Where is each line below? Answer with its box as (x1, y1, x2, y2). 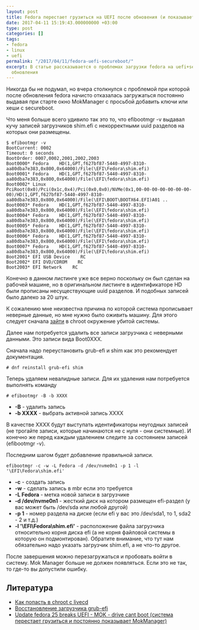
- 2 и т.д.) (14, 516, 38, 523)
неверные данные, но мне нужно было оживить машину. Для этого (6, 312, 178, 319)
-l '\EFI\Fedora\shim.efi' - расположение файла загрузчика (14, 523, 165, 530)
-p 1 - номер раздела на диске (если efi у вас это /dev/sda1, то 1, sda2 (14, 510, 191, 517)
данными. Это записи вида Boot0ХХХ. (6, 335, 102, 343)
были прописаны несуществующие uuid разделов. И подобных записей (6, 287, 189, 295)
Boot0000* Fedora (6, 161, 49, 167)
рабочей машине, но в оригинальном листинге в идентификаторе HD (6, 281, 182, 288)
